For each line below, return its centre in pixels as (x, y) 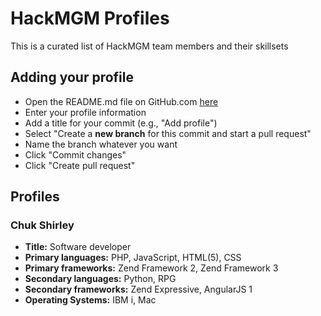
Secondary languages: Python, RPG (100, 279)
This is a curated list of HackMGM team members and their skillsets (149, 46)
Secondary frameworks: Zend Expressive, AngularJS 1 (138, 289)
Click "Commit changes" (75, 154)
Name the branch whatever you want (101, 144)
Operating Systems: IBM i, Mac (90, 300)
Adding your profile (72, 77)
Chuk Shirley (42, 225)
